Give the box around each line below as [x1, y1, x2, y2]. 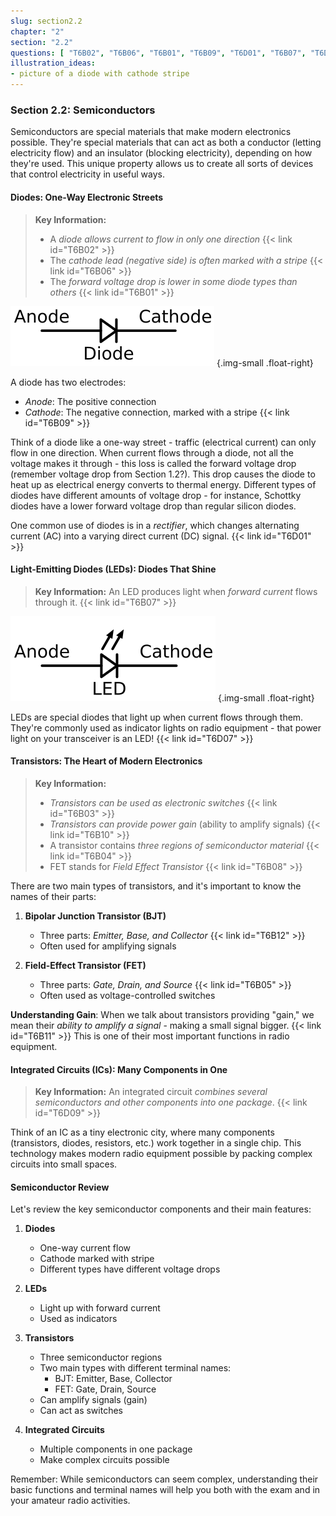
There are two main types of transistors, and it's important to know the [10, 880, 302, 892]
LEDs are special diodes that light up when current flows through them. [10, 711, 304, 723]
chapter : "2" [10, 26, 65, 37]
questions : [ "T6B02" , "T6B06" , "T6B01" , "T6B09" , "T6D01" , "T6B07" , [10, 48, 307, 58]
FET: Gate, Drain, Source [54, 1383, 157, 1395]
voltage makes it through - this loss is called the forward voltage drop [10, 457, 297, 469]
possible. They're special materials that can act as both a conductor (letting [10, 136, 322, 149]
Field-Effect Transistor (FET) [24, 959, 147, 971]
